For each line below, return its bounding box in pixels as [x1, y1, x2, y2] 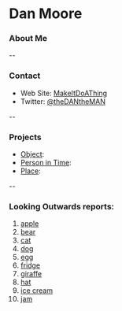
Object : [20, 150, 45, 159]
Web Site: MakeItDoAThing [20, 88, 108, 98]
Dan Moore [9, 5, 83, 23]
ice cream [20, 286, 54, 295]
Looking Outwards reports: [9, 202, 115, 212]
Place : [20, 166, 42, 176]
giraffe [20, 269, 43, 279]
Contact [9, 70, 41, 81]
